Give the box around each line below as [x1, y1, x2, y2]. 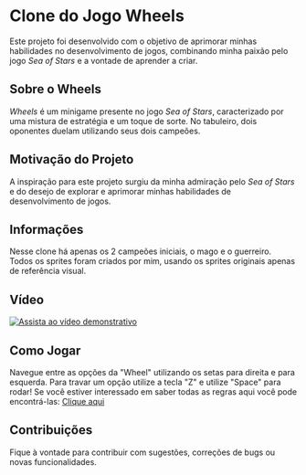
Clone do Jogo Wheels [9, 5, 185, 26]
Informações [9, 221, 84, 237]
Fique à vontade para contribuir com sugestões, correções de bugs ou [9, 447, 276, 458]
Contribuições [9, 422, 93, 438]
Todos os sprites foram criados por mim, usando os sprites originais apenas [9, 256, 295, 267]
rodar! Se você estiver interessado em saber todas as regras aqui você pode [9, 386, 298, 397]
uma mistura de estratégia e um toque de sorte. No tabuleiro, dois [9, 115, 258, 126]
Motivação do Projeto [9, 152, 134, 167]
